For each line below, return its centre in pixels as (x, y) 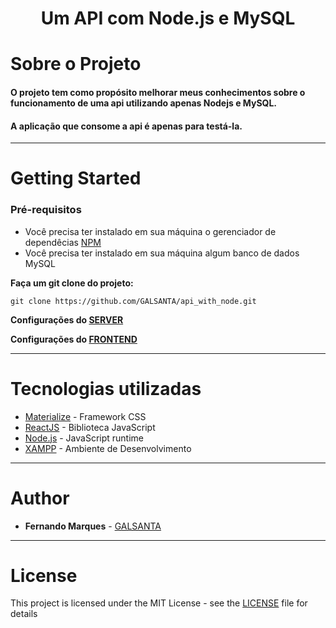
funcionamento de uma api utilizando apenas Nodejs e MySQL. (144, 103)
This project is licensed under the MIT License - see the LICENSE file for (159, 603)
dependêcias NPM (63, 242)
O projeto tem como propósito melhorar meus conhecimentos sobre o (158, 92)
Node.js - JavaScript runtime (84, 438)
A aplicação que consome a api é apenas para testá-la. (126, 126)
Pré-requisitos (46, 210)
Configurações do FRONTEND (74, 339)
